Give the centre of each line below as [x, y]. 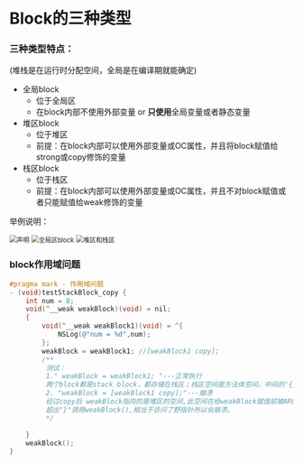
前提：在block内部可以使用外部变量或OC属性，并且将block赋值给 [157, 146]
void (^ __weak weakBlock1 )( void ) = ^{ [112, 326]
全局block [41, 89]
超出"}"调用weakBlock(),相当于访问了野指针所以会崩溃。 [140, 410]
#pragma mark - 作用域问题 [56, 284]
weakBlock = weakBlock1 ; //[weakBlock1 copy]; [131, 351]
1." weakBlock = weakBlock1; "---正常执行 [124, 376]
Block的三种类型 [71, 19]
